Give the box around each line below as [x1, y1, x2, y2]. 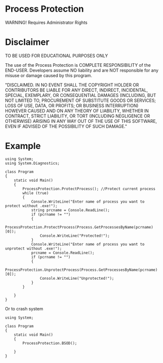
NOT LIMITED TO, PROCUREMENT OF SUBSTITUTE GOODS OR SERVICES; [5, 97, 156, 103]
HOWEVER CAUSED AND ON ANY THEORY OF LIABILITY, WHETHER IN [5, 108, 149, 114]
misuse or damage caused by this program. [5, 72, 92, 78]
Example [5, 140, 41, 152]
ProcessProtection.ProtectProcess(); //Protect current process [22, 186, 156, 191]
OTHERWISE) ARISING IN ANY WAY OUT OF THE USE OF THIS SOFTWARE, [5, 118, 157, 124]
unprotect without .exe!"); [5, 246, 62, 251]
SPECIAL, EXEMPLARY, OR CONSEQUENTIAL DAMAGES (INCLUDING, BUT [5, 92, 157, 98]
